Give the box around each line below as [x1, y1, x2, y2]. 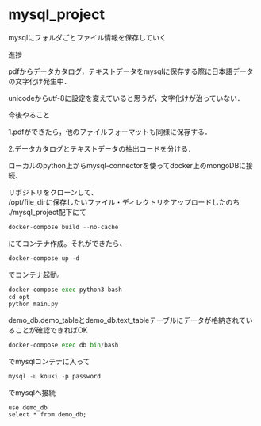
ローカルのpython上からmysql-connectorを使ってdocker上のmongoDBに [8, 160, 247, 170]
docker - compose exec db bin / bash [8, 341, 119, 350]
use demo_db [8, 404, 48, 412]
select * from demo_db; [8, 411, 87, 419]
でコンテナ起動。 [8, 270, 61, 279]
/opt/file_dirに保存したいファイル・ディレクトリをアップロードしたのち [8, 197, 240, 207]
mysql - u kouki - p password [8, 373, 102, 381]
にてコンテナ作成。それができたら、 [8, 238, 127, 248]
